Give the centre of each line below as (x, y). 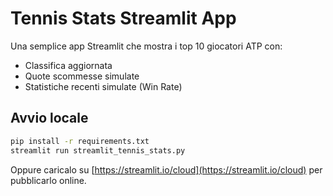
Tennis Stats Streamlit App (123, 18)
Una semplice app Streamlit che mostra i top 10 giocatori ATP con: (146, 46)
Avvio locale (49, 118)
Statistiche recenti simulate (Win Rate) (103, 86)
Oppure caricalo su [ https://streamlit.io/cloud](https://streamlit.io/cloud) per (166, 169)
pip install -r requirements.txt (80, 141)
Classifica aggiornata (68, 65)
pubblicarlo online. (48, 180)
